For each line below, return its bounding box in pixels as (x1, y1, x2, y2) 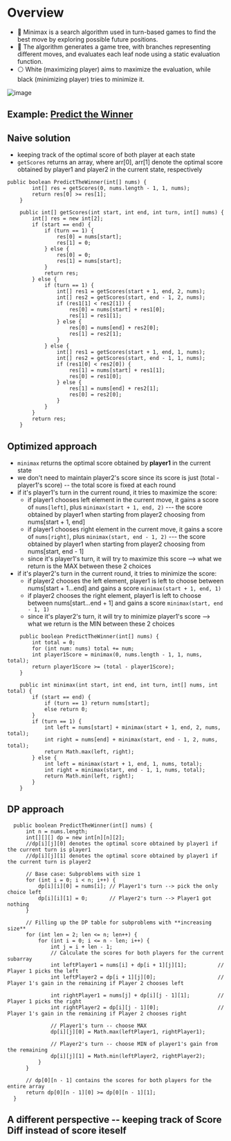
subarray (7, 955, 33, 962)
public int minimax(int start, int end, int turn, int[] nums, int (19, 681, 218, 688)
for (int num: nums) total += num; (32, 645, 135, 652)
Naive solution (7, 132, 71, 144)
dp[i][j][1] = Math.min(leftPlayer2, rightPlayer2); (50, 1052, 206, 1059)
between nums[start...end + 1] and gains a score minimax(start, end (27, 599, 223, 607)
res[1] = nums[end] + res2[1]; (68, 385, 159, 393)
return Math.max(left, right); (44, 748, 135, 755)
